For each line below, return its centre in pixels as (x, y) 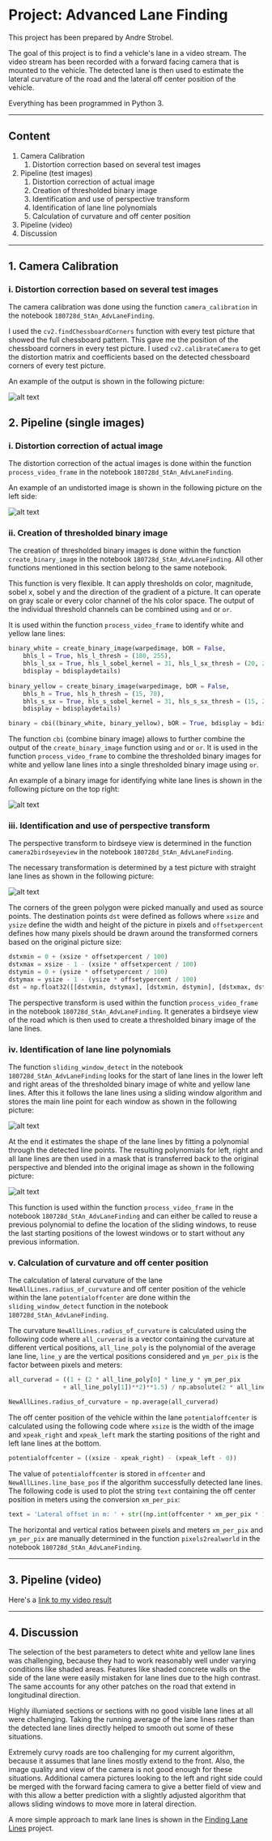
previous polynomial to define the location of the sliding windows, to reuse (133, 1224)
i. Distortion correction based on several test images (113, 289)
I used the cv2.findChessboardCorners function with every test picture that (132, 331)
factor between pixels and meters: (66, 1365)
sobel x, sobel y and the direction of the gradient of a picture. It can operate (135, 592)
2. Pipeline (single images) (76, 423)
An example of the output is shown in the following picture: (106, 382)
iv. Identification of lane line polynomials (90, 1049)
